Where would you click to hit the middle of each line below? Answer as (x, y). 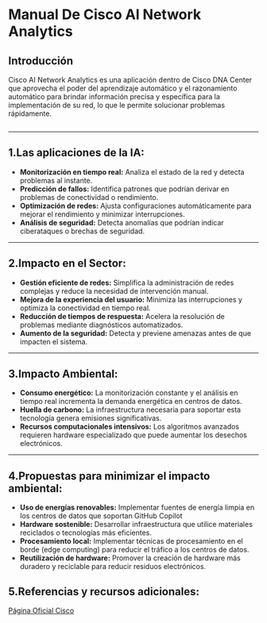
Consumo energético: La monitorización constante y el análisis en (129, 393)
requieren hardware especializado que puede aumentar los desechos (133, 435)
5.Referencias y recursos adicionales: (104, 592)
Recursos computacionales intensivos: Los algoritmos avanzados (130, 427)
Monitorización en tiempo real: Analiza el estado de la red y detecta (132, 171)
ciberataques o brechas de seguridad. (82, 231)
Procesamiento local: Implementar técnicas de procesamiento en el (132, 541)
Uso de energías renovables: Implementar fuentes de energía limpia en (137, 508)
